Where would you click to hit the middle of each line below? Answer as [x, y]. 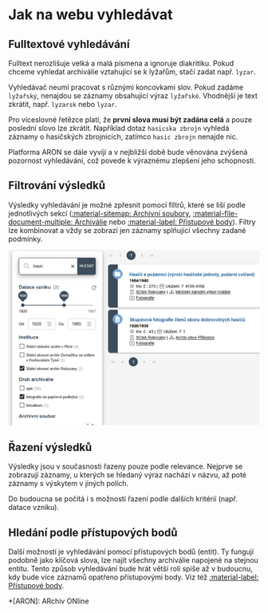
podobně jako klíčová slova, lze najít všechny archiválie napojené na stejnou [134, 560]
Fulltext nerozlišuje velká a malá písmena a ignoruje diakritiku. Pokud [121, 63]
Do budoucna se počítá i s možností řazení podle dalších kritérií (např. [123, 499]
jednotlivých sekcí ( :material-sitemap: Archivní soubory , [100, 213]
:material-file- [215, 213]
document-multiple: [41, 222]
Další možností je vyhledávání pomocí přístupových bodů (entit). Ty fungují [131, 552]
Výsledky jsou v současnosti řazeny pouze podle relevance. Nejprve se [126, 467]
